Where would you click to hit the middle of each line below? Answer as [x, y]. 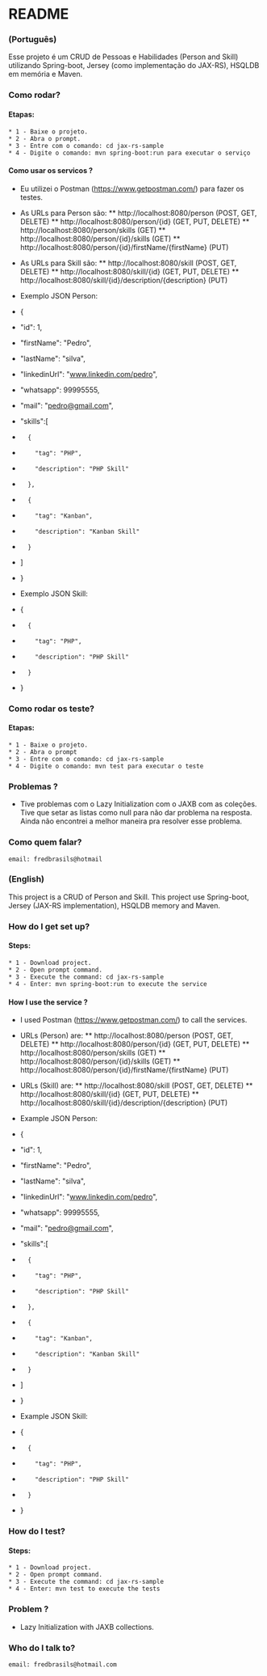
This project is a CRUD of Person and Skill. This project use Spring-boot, [129, 897]
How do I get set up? [49, 926]
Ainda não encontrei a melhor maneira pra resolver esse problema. [131, 821]
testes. [31, 197]
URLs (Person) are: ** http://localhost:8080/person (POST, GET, [127, 1035]
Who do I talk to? [42, 1648]
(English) [27, 879]
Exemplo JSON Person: [59, 295]
